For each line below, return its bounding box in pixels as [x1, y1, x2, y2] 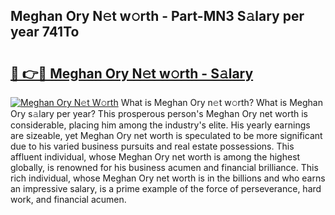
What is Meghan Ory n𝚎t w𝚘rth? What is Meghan [120, 97, 323, 108]
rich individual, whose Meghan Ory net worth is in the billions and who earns [10, 172, 326, 184]
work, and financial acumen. [10, 194, 127, 205]
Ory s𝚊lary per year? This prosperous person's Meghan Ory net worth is [10, 108, 309, 119]
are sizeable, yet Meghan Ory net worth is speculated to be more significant [10, 130, 323, 141]
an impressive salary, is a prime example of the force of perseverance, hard [10, 183, 322, 194]
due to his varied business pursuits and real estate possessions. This [10, 140, 295, 152]
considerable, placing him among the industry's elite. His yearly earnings [10, 119, 311, 131]
